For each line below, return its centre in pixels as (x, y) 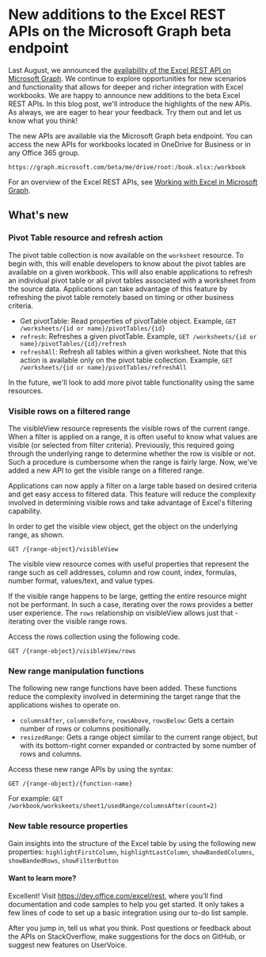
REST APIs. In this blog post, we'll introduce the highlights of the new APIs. (130, 104)
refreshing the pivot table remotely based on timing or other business (121, 297)
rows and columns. (51, 754)
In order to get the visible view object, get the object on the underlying (123, 526)
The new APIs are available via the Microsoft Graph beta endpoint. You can (131, 135)
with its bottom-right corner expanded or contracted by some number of (138, 746)
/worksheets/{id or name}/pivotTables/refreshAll (103, 367)
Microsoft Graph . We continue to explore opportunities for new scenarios (127, 78)
